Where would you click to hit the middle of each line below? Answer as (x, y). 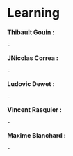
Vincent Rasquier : (35, 109)
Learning (34, 13)
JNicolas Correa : (33, 58)
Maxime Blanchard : (36, 135)
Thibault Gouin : (31, 32)
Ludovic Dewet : (31, 84)
